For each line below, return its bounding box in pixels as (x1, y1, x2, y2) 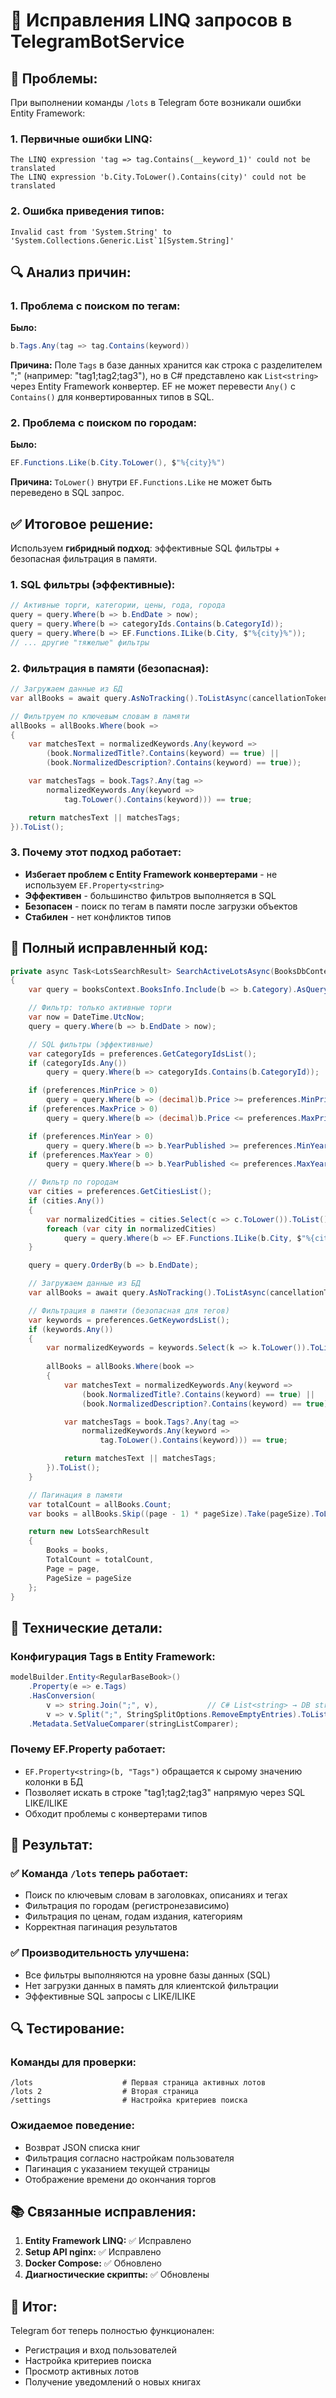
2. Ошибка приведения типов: (10, 204, 165, 218)
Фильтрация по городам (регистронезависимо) (24, 1900, 230, 1912)
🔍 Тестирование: (10, 2020, 125, 2038)
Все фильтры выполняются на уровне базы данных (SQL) (24, 1969, 271, 1981)
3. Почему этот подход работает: (10, 845, 182, 859)
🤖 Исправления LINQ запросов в (10, 9, 293, 32)
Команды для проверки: (10, 2055, 137, 2069)
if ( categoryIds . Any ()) (28, 1058, 128, 1068)
